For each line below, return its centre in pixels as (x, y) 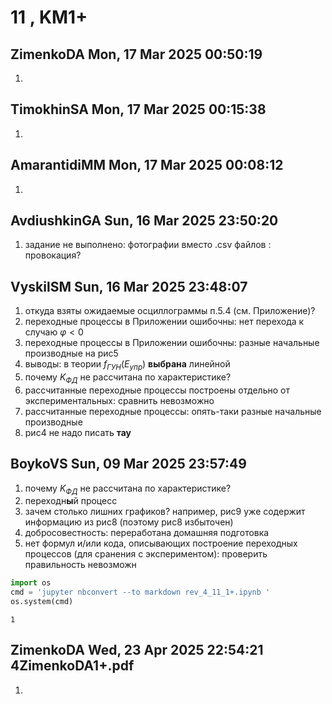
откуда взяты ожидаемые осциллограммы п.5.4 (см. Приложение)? (170, 311)
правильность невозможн (80, 565)
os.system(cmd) (42, 602)
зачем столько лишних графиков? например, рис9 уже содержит (165, 512)
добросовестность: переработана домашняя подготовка (147, 533)
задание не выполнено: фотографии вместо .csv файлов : (148, 245)
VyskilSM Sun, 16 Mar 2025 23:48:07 (129, 286)
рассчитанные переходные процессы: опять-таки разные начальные (173, 411)
